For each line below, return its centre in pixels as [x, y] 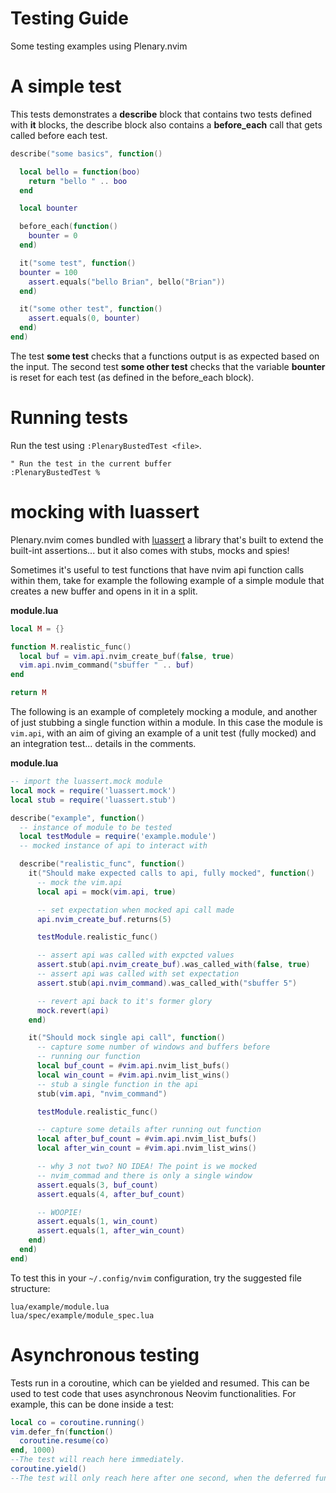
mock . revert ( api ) [73, 1010]
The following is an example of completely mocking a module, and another [164, 711]
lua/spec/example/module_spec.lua [82, 1315]
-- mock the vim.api [79, 882]
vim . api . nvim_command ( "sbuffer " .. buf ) [107, 665]
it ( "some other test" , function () [91, 309]
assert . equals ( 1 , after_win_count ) [111, 1231]
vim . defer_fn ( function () [62, 1432]
